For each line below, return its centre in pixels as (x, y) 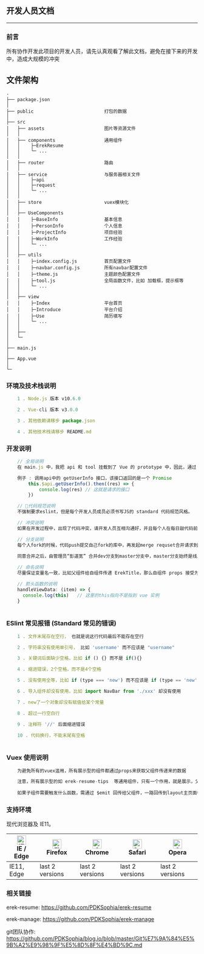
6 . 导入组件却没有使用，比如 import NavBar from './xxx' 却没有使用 (99, 692)
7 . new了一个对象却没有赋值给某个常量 (61, 702)
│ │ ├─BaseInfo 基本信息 (64, 219)
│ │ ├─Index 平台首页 (64, 303)
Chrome (97, 852)
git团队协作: (21, 931)
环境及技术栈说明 (31, 385)
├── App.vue (21, 359)
